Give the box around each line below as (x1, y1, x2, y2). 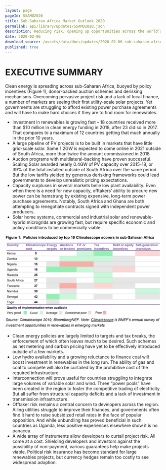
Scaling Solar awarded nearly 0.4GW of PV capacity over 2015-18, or (12, 161, 153, 167)
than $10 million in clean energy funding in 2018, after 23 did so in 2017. (12, 124, 158, 130)
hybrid (12, 219, 26, 225)
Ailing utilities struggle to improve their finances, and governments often (12, 407, 160, 413)
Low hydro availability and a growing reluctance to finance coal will (12, 354, 149, 360)
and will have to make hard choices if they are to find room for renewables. (5, 109, 158, 115)
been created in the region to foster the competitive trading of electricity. (12, 386, 161, 392)
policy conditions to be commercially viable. (12, 224, 102, 230)
